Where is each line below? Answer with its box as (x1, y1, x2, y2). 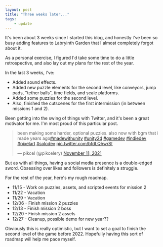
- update (14, 21, 32, 26)
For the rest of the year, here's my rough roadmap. (5, 175, 108, 181)
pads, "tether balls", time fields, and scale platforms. (12, 90, 120, 96)
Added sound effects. (12, 79, 57, 85)
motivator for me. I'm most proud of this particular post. (5, 121, 119, 126)
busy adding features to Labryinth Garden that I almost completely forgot (5, 40, 154, 46)
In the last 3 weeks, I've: (5, 70, 54, 76)
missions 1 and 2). (12, 106, 49, 112)
